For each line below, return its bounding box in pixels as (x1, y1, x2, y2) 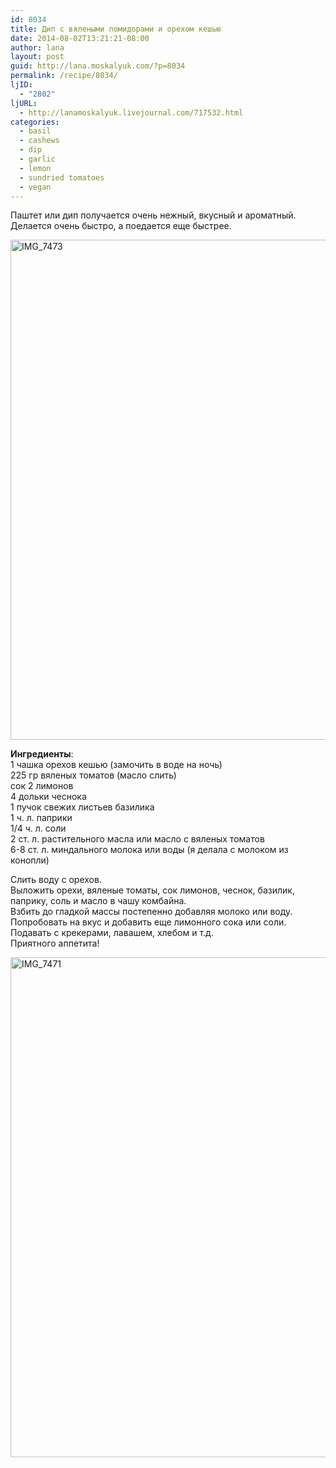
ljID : (10, 80, 33, 90)
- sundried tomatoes (19, 172, 105, 183)
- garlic (19, 154, 56, 164)
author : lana (10, 42, 65, 53)
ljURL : (10, 98, 38, 108)
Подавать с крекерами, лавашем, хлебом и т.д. (10, 927, 214, 939)
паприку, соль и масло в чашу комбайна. (10, 895, 187, 907)
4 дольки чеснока (10, 791, 87, 803)
